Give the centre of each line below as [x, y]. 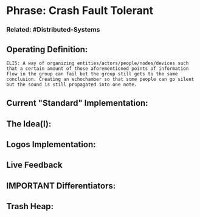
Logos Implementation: [51, 144]
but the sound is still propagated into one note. [72, 84]
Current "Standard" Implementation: [77, 103]
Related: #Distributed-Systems [53, 30]
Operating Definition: [47, 49]
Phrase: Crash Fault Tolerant [80, 11]
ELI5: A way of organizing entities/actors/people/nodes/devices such [98, 63]
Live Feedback [34, 165]
